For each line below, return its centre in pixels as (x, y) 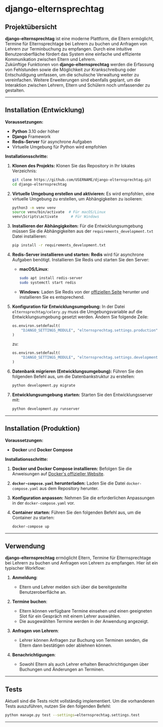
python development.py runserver (46, 409)
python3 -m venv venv (34, 208)
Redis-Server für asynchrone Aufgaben (52, 142)
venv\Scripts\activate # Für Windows (56, 217)
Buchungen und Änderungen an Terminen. (62, 670)
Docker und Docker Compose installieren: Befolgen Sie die (72, 469)
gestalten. (15, 90)
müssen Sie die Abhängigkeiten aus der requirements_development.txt (83, 231)
